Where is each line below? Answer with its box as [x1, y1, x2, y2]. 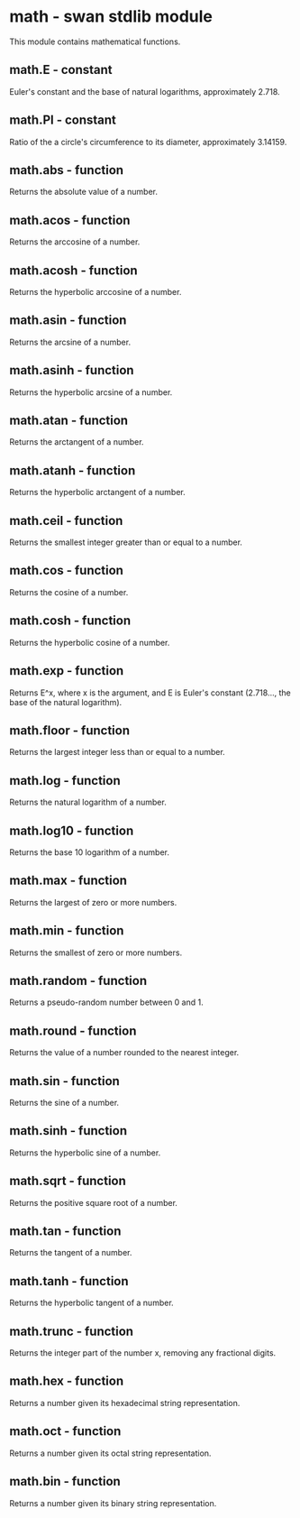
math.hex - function [9, 1374, 124, 1389]
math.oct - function [9, 1423, 122, 1440]
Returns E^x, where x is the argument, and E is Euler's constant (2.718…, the [9, 687, 291, 698]
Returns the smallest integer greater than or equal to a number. [9, 537, 243, 547]
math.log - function [9, 773, 121, 788]
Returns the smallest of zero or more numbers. [9, 947, 183, 958]
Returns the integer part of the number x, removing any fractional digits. [9, 1348, 277, 1358]
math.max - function [9, 873, 128, 888]
